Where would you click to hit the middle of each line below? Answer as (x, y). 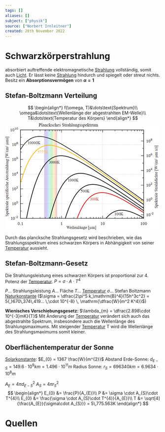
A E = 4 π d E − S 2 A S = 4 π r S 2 (32, 384)
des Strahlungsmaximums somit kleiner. (46, 332)
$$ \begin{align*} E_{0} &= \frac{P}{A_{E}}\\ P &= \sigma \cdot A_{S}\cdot (83, 393)
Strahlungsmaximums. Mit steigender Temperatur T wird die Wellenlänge (79, 327)
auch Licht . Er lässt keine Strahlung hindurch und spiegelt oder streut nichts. (82, 75)
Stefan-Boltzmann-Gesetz (47, 264)
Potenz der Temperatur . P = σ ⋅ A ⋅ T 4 (43, 281)
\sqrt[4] (152, 398)
